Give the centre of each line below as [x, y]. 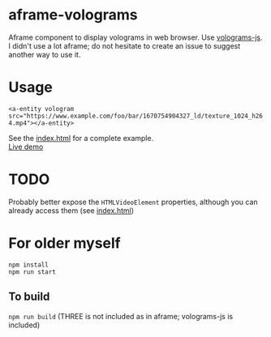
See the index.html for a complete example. [81, 138]
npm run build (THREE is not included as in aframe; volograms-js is [121, 316]
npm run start [32, 272]
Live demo [26, 147]
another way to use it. [45, 54]
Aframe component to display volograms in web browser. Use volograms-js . [135, 37]
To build [29, 297]
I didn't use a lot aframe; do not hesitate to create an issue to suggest [125, 45]
